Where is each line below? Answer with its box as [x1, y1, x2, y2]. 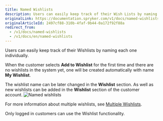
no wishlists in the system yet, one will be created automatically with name [5, 67, 154, 73]
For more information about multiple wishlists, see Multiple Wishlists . [5, 101, 142, 107]
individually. [5, 52, 29, 58]
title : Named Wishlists [5, 7, 53, 12]
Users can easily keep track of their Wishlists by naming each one [5, 47, 137, 53]
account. [5, 91, 23, 97]
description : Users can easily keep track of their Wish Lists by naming [5, 12, 158, 16]
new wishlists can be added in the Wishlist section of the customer [5, 87, 140, 92]
